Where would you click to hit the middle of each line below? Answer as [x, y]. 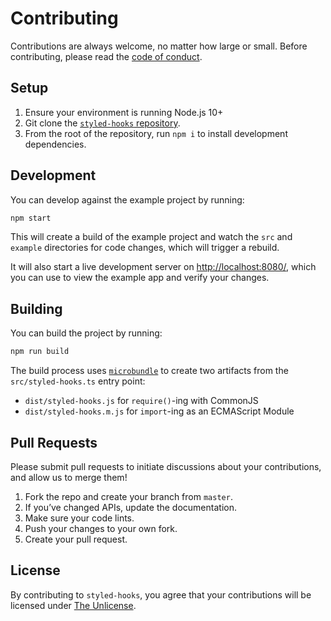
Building [36, 308]
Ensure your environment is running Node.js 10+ [124, 112]
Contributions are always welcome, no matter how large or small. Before [159, 46]
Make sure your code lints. [79, 518]
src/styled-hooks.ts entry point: [78, 381]
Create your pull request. [76, 539]
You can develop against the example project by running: [127, 199]
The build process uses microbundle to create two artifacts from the [149, 371]
